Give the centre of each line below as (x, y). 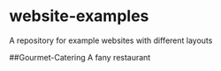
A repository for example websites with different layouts (111, 40)
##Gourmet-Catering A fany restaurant (80, 57)
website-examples (79, 16)
